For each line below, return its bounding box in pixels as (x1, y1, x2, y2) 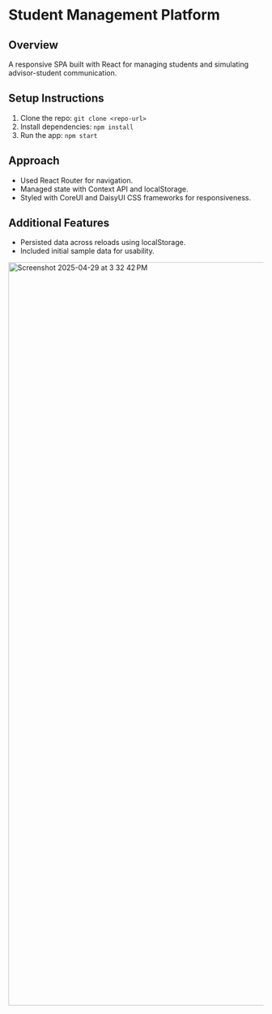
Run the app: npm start (19, 130, 98, 140)
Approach (8, 154, 60, 168)
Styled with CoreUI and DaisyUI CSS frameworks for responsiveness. (19, 192, 252, 202)
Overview (8, 38, 59, 52)
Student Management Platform (8, 6, 220, 24)
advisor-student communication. (8, 68, 117, 78)
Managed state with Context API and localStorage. (19, 184, 189, 194)
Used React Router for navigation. (19, 175, 134, 185)
